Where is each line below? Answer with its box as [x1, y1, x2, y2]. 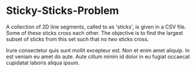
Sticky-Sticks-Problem [6, 4, 120, 17]
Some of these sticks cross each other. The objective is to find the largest [6, 29, 183, 36]
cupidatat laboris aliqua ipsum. [6, 59, 80, 66]
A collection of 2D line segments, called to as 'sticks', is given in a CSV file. [6, 23, 187, 30]
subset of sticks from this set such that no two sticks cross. [6, 35, 149, 42]
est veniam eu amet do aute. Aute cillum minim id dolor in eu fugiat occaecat [6, 53, 190, 60]
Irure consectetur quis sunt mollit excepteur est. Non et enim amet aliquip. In [6, 46, 190, 53]
